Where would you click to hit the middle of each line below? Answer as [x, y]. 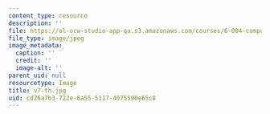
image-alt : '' [39, 68]
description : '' [35, 23]
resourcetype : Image [43, 83]
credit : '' [34, 61]
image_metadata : [35, 46]
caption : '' [36, 53]
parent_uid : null [37, 75]
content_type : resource [48, 16]
